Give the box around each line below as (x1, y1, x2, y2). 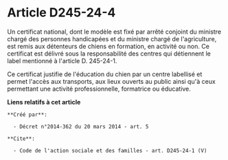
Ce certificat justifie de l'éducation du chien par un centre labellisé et (7, 70, 203, 78)
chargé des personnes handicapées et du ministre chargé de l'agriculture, (7, 34, 217, 43)
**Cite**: (7, 135, 36, 142)
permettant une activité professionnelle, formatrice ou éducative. (7, 84, 191, 93)
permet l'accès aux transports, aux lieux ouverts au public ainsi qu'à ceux (7, 77, 216, 85)
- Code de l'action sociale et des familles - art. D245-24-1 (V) (13, 147, 207, 154)
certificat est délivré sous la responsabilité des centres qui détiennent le (7, 49, 211, 58)
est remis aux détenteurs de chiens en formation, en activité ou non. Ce (7, 42, 209, 50)
